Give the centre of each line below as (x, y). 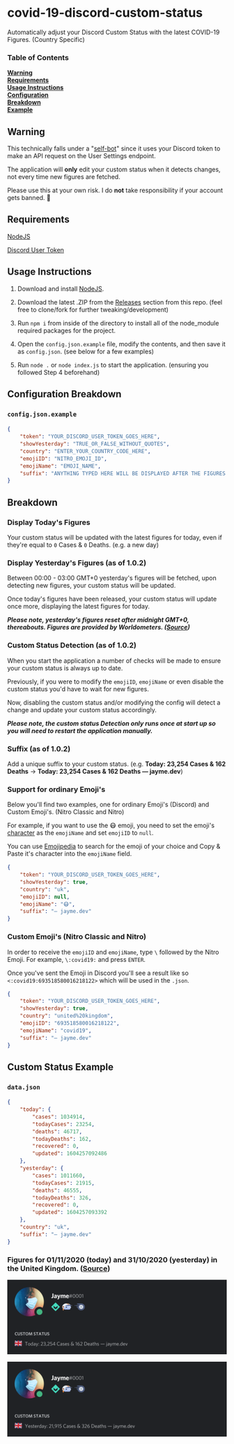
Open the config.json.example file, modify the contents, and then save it (121, 344)
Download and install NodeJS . (61, 289)
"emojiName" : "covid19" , (56, 1030)
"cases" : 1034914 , (59, 1116)
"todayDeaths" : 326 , (62, 1198)
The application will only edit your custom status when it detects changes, (114, 169)
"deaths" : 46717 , (57, 1131)
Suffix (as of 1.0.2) (39, 748)
